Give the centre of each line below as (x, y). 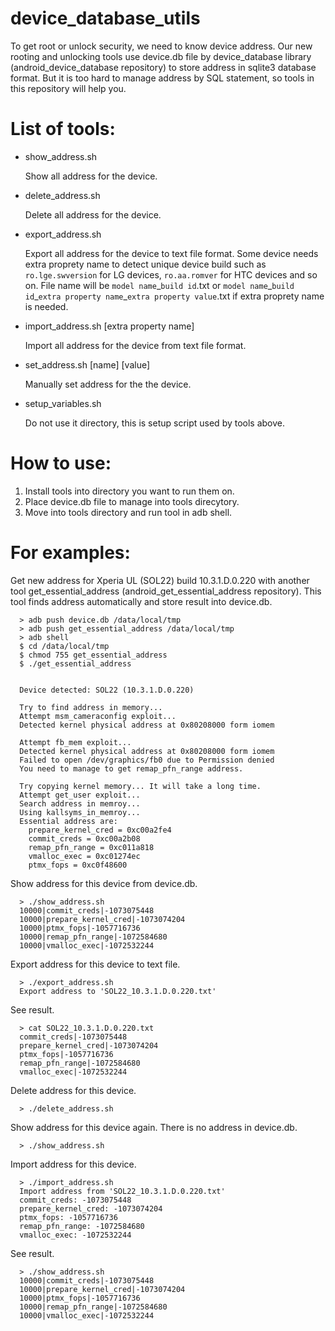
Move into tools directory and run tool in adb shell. (128, 512)
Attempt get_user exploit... (80, 795)
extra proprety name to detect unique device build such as (145, 264)
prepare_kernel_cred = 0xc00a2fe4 (100, 830)
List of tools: (63, 129)
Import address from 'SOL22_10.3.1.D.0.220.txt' (122, 1191)
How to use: (61, 463)
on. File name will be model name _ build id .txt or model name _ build (159, 285)
